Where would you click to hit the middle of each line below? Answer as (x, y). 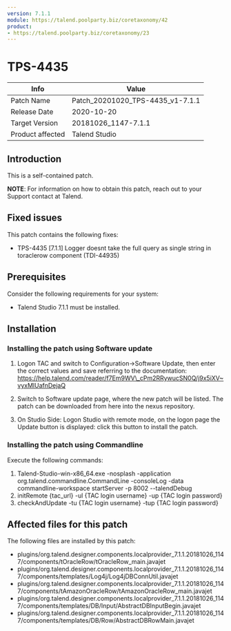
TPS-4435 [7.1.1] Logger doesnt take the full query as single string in (114, 248)
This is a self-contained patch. (50, 176)
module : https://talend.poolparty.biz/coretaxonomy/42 (88, 20)
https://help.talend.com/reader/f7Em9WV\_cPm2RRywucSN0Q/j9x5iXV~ (120, 378)
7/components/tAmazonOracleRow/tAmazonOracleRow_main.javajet (114, 591)
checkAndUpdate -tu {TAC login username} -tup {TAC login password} (118, 502)
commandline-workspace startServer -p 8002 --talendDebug (104, 488)
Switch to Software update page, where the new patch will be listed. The (120, 399)
